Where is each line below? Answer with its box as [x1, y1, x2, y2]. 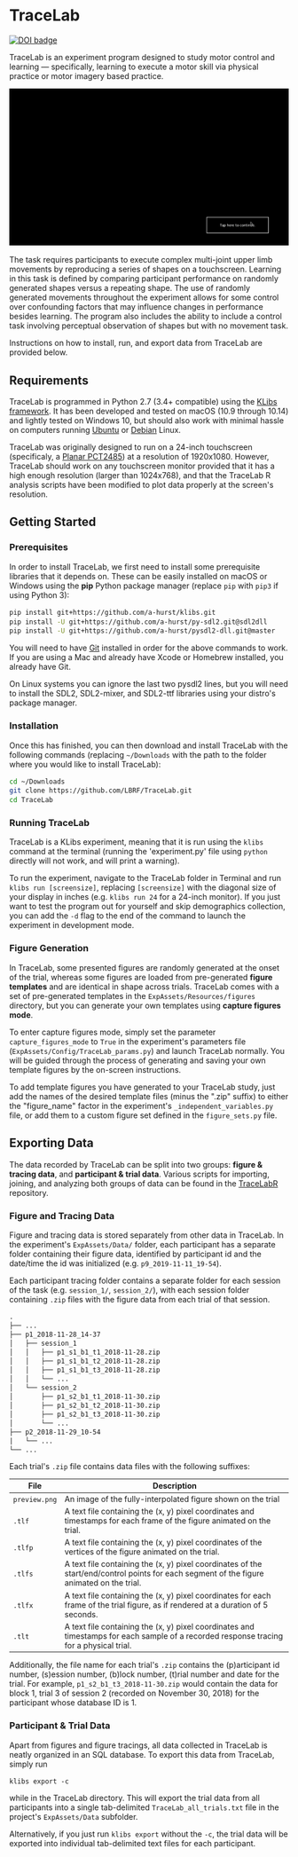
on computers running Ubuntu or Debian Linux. [9, 424, 182, 435]
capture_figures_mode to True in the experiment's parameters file [9, 1035, 247, 1047]
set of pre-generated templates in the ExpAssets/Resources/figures [9, 990, 255, 1001]
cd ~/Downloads [9, 777, 66, 786]
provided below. [9, 347, 68, 358]
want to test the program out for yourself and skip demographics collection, [9, 901, 286, 912]
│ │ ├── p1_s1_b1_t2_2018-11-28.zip [9, 1357, 161, 1365]
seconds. [64, 1609, 98, 1619]
